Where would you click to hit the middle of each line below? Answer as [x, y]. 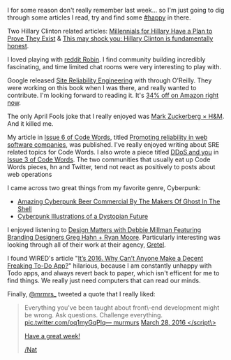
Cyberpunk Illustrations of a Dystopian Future [83, 216]
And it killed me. [30, 124]
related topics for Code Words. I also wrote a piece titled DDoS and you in [113, 152]
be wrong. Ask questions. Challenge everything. [93, 315]
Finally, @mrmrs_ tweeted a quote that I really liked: [81, 294]
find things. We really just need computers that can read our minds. [104, 280]
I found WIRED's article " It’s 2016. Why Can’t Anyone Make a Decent [105, 258]
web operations [30, 174]
